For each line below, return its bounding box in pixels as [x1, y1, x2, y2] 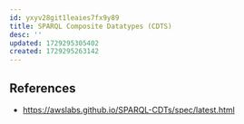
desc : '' [9, 30, 43, 39]
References [9, 81, 76, 96]
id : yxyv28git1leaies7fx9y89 [9, 13, 120, 23]
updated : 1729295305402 [9, 38, 100, 48]
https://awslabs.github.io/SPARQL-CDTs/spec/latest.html [22, 104, 236, 115]
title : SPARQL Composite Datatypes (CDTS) [9, 22, 172, 31]
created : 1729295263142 [9, 47, 100, 56]
